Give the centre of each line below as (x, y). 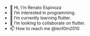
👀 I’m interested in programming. (43, 13)
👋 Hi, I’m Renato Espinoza (35, 8)
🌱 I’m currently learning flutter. (40, 18)
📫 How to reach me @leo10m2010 (45, 28)
